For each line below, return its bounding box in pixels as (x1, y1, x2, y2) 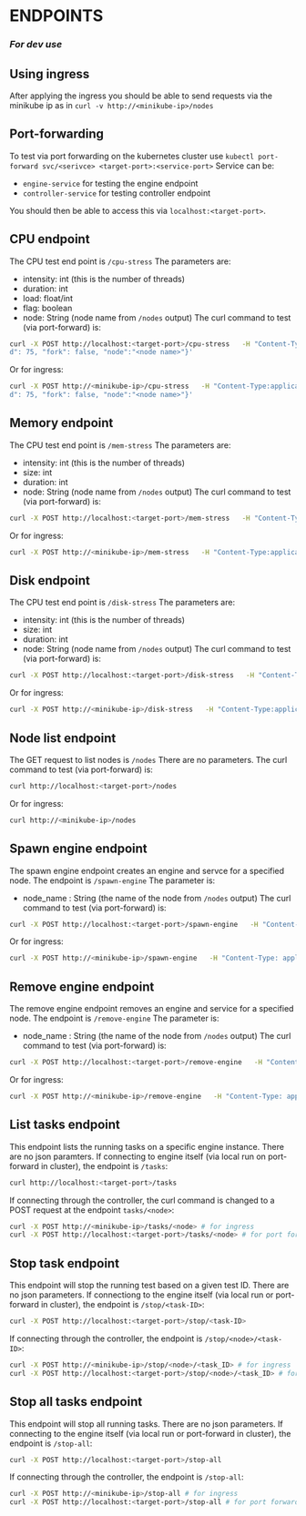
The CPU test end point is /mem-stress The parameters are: (9, 439, 231, 451)
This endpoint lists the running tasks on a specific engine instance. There (9, 1141, 285, 1152)
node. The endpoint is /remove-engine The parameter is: (9, 1012, 219, 1024)
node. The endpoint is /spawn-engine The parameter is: (9, 875, 216, 886)
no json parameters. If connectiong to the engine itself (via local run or (9, 1289, 274, 1300)
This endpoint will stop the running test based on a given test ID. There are (9, 1280, 290, 1291)
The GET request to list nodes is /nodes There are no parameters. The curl (9, 754, 288, 765)
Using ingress (9, 66, 90, 82)
